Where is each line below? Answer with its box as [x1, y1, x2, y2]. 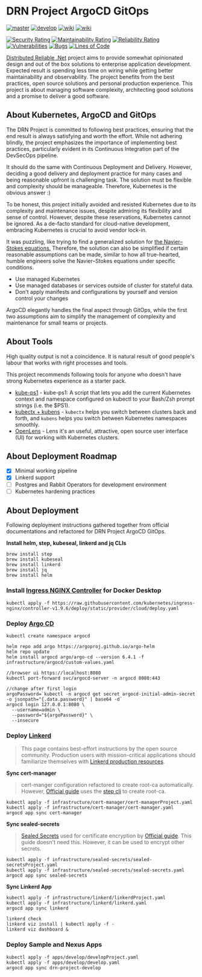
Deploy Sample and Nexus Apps [6, 940, 103, 949]
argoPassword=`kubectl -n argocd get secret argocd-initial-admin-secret [6, 691, 196, 698]
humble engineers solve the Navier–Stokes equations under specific [6, 257, 176, 264]
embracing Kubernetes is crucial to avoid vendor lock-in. [6, 226, 147, 234]
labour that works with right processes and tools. [6, 359, 128, 366]
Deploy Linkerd [6, 731, 52, 740]
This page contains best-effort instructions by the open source [21, 745, 177, 753]
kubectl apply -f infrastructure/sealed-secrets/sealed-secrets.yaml [6, 867, 185, 873]
